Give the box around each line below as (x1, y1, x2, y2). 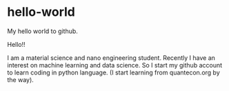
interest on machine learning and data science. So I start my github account (7, 61, 223, 69)
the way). (7, 75, 34, 83)
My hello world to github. (7, 27, 78, 35)
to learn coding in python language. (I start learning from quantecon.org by (7, 68, 221, 77)
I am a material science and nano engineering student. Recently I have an (7, 53, 216, 62)
